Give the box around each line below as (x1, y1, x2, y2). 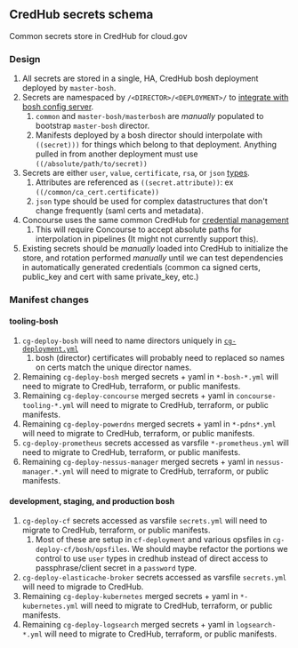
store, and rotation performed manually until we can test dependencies (21, 252, 284, 263)
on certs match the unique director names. (35, 362, 192, 372)
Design (9, 52, 41, 65)
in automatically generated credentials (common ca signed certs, (21, 262, 261, 273)
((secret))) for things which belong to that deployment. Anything (35, 140, 278, 150)
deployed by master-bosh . (21, 83, 117, 93)
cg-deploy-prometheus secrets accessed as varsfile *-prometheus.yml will (21, 437, 289, 448)
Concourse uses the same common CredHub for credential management (21, 215, 289, 226)
